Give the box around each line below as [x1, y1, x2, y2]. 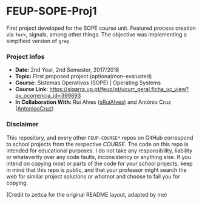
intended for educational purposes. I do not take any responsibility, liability [6, 147, 193, 154]
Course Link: [15, 86, 49, 93]
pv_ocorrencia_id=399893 [15, 92, 81, 100]
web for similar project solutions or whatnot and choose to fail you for [6, 172, 180, 180]
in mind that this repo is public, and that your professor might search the [6, 166, 187, 174]
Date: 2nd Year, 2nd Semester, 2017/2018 [15, 66, 120, 73]
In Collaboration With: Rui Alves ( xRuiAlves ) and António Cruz [15, 98, 172, 106]
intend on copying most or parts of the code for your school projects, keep [6, 160, 193, 167]
